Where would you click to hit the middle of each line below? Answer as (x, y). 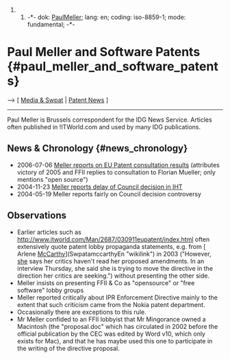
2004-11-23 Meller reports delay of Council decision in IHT (100, 187)
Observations (37, 216)
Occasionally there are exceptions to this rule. (81, 312)
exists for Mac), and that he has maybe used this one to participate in (115, 341)
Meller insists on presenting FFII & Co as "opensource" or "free (106, 282)
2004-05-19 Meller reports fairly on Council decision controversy (109, 194)
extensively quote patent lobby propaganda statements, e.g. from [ (111, 246)
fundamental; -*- (51, 24)
